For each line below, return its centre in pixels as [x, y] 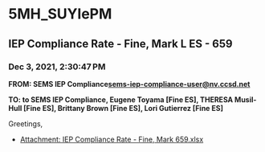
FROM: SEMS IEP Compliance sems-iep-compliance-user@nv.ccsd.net [129, 84]
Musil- [245, 99]
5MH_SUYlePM [60, 14]
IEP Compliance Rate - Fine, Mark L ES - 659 [120, 44]
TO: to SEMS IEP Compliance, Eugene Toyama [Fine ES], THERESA [121, 99]
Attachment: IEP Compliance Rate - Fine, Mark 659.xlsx [112, 139]
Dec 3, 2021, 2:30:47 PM [57, 67]
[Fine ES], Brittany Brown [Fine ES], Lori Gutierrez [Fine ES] [123, 108]
